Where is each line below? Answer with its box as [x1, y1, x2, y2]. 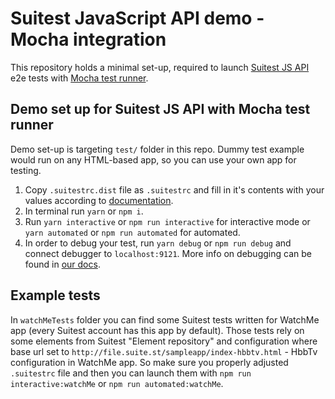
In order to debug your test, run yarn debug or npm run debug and [24, 237, 292, 249]
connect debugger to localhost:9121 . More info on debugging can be [24, 247, 312, 259]
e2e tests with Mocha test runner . [10, 72, 149, 84]
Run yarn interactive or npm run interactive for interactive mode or [24, 215, 311, 227]
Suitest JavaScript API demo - [10, 7, 265, 30]
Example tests [10, 287, 101, 304]
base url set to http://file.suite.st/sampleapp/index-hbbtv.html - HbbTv [10, 345, 318, 357]
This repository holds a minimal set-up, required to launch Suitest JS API [10, 61, 310, 73]
